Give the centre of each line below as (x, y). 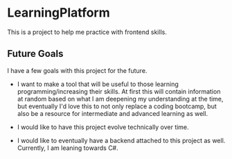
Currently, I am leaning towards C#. (68, 148)
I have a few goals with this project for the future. (77, 70)
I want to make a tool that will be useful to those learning (98, 84)
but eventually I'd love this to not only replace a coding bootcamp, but (117, 106)
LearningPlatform (59, 13)
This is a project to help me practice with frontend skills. (87, 32)
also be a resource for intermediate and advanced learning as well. (113, 113)
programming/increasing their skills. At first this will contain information (119, 91)
